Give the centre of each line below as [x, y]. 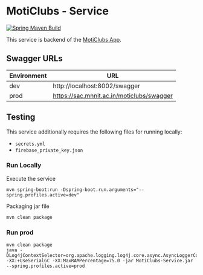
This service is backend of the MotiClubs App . [64, 39]
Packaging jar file [28, 206]
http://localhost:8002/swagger [97, 86]
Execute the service [31, 178]
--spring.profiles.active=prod [46, 266]
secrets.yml [30, 144]
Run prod [20, 232]
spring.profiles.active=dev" [43, 195]
